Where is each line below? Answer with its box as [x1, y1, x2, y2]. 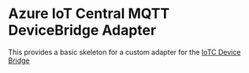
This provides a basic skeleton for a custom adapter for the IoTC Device [8, 47, 241, 57]
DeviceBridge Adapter [8, 21, 157, 39]
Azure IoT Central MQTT [8, 5, 170, 23]
